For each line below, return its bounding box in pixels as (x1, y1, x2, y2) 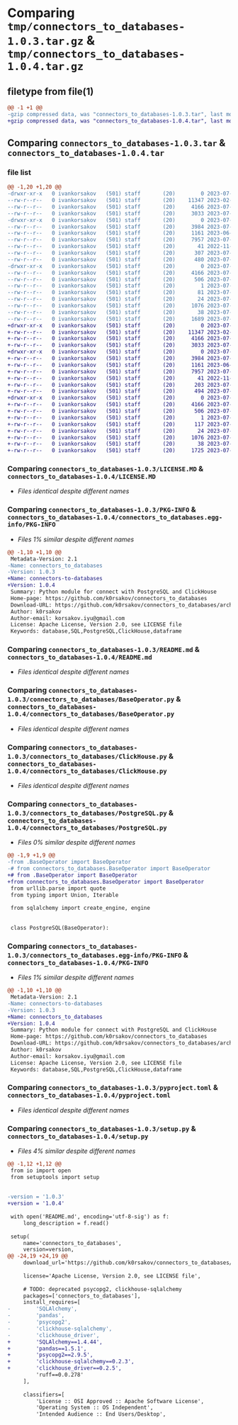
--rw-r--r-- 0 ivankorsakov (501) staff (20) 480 (7, 256, 204, 263)
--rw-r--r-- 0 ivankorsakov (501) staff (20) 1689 (7, 315, 204, 322)
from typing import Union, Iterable (10, 891, 119, 899)
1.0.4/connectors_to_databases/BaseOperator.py (7, 710, 175, 719)
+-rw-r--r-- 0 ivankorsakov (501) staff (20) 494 (7, 388, 204, 395)
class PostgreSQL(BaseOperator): (10, 924, 110, 931)
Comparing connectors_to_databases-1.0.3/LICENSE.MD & (7, 464, 204, 474)
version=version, (23, 1246, 74, 1254)
